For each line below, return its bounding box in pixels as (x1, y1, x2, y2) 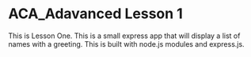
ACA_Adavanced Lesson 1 (8, 5, 184, 23)
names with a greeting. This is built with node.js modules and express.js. (8, 39, 245, 48)
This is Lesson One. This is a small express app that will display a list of (8, 31, 241, 40)
